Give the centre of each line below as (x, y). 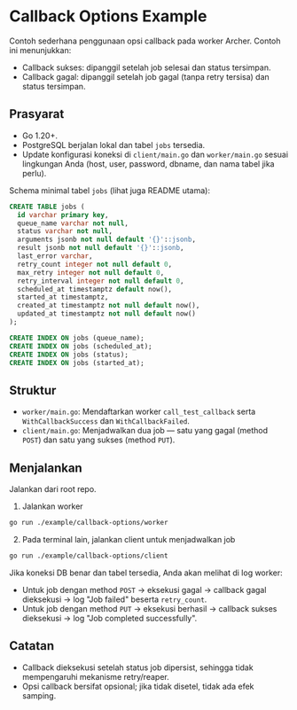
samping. (39, 695)
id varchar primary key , (63, 215)
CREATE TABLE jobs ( (47, 207)
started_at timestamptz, (63, 297)
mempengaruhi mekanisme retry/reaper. (96, 676)
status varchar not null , (65, 231)
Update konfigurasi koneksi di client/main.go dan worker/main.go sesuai (155, 154)
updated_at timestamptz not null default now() (107, 314)
